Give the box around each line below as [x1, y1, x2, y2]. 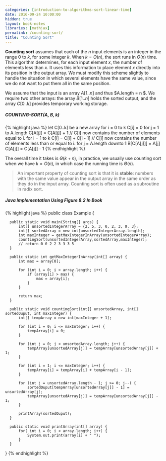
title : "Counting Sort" [5, 35, 55, 40]
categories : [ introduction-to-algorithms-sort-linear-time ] [5, 7, 132, 12]
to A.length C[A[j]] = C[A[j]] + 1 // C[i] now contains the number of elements [5, 130, 160, 136]
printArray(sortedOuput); [18, 411, 72, 416]
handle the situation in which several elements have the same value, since [5, 75, 156, 81]
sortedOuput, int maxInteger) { [5, 311, 72, 316]
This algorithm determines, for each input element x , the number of [5, 59, 143, 65]
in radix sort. [17, 186, 43, 192]
